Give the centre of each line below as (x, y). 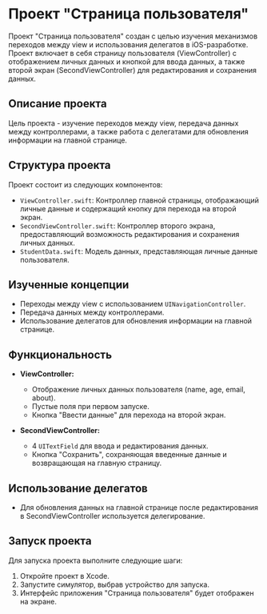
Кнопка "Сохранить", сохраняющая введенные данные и (130, 455)
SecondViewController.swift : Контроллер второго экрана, (118, 226)
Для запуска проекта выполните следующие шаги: (96, 560)
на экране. (38, 601)
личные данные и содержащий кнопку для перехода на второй (128, 208)
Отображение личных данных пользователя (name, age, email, (139, 390)
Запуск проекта (50, 541)
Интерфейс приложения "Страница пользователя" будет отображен (137, 592)
